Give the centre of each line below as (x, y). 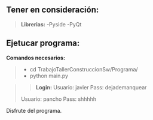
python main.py (49, 76)
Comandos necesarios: (36, 58)
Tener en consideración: (53, 10)
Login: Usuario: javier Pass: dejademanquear (91, 87)
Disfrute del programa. (34, 110)
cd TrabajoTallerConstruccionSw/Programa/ (84, 69)
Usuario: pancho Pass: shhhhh (59, 99)
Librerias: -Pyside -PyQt (51, 24)
